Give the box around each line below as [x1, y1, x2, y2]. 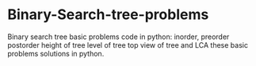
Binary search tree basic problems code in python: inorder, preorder [7, 32, 230, 41]
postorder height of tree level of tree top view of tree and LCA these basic [7, 40, 249, 49]
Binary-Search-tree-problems [7, 6, 209, 24]
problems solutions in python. [7, 49, 105, 58]
